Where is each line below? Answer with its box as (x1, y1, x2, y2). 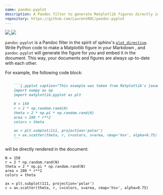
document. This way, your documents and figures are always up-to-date (5, 55, 150, 61)
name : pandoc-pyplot (5, 7, 47, 12)
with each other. (5, 60, 37, 66)
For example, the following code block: (5, 70, 82, 76)
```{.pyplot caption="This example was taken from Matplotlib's (14, 83, 147, 88)
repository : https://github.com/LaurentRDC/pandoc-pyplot (5, 16, 125, 21)
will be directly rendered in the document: (5, 146, 89, 152)
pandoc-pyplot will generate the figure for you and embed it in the (5, 50, 136, 56)
